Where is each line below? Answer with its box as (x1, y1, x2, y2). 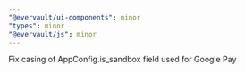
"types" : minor (8, 21, 65, 30)
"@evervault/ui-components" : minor (8, 12, 141, 22)
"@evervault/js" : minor (8, 29, 97, 38)
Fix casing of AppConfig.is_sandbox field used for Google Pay (8, 54, 237, 65)
